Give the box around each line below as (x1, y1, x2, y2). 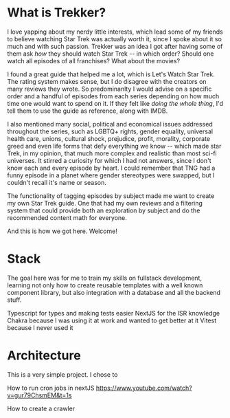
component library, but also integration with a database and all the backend (7, 288, 221, 296)
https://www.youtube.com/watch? (95, 384, 192, 392)
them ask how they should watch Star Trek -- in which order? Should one (7, 49, 214, 58)
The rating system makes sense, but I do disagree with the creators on (7, 77, 207, 85)
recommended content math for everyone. (7, 213, 127, 221)
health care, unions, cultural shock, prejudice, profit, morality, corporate (7, 134, 211, 142)
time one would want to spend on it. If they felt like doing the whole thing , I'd (7, 99, 223, 107)
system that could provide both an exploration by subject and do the (7, 206, 200, 214)
